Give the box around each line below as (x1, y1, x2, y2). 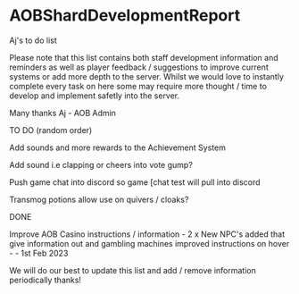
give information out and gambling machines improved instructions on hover (9, 238, 290, 248)
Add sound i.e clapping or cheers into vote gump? (9, 159, 194, 170)
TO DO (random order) (9, 124, 93, 135)
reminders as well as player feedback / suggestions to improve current (9, 62, 270, 72)
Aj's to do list (9, 35, 58, 46)
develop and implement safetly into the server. (9, 90, 180, 101)
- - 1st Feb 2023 (9, 248, 69, 258)
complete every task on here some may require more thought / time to (9, 80, 268, 91)
